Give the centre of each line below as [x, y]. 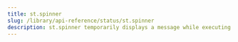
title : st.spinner [35, 14]
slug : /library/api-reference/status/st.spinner [81, 21]
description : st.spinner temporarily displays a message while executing [119, 27]
